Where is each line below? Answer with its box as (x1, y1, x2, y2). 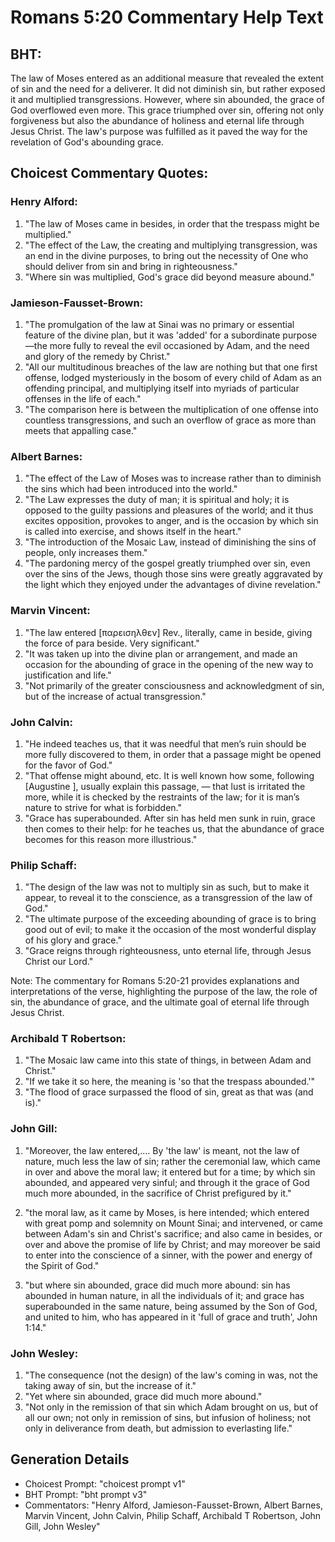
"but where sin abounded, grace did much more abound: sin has (24, 1279, 291, 1291)
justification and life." (24, 669, 112, 681)
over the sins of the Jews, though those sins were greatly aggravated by (24, 568, 323, 580)
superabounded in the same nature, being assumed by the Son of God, (24, 1300, 318, 1312)
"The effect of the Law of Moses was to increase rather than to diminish (24, 472, 322, 485)
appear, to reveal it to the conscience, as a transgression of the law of (24, 892, 313, 904)
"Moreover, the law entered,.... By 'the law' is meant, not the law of (24, 1144, 300, 1156)
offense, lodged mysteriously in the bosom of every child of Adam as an (24, 371, 322, 383)
